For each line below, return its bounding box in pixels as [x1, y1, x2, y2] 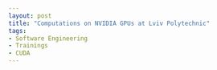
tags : [8, 27, 27, 35]
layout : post [8, 11, 52, 20]
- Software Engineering [8, 34, 88, 43]
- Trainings [8, 42, 48, 50]
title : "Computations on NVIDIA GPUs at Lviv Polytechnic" [8, 19, 211, 27]
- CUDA [8, 49, 31, 57]
